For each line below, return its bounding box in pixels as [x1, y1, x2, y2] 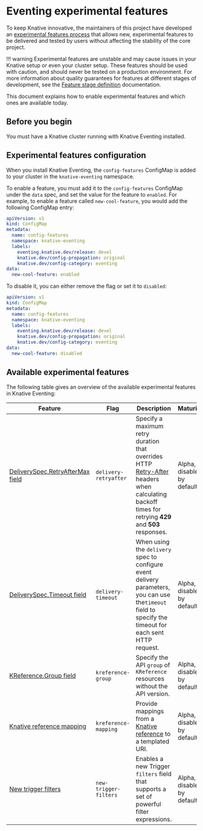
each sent [135, 628, 164, 636]
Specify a [135, 414, 163, 423]
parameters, [135, 582, 170, 591]
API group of [135, 660, 170, 669]
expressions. [135, 815, 172, 823]
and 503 [135, 520, 160, 529]
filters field [135, 769, 172, 778]
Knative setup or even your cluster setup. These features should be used [6, 62, 188, 69]
